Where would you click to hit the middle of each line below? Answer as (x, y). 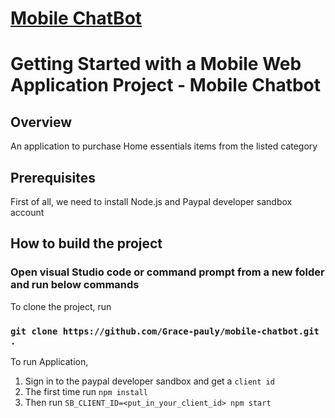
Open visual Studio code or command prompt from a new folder (167, 272)
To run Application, (49, 361)
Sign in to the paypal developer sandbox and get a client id (149, 381)
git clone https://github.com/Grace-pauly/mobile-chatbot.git (165, 331)
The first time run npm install (86, 391)
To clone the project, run (61, 306)
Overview (41, 122)
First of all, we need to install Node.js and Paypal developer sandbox (151, 201)
